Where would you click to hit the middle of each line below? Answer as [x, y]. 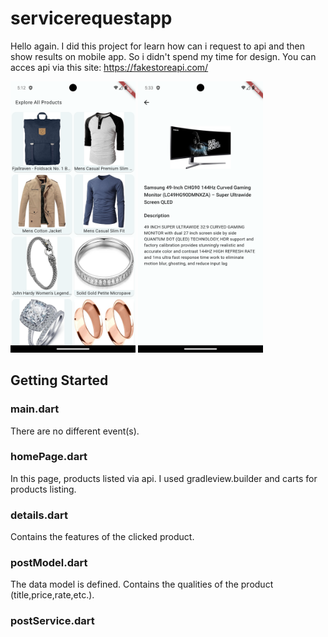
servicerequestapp [91, 18]
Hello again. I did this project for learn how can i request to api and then [158, 46]
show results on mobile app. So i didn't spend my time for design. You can [163, 56]
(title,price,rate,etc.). [52, 595]
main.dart [35, 409]
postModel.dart [49, 563]
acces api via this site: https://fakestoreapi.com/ [109, 67]
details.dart [39, 515]
